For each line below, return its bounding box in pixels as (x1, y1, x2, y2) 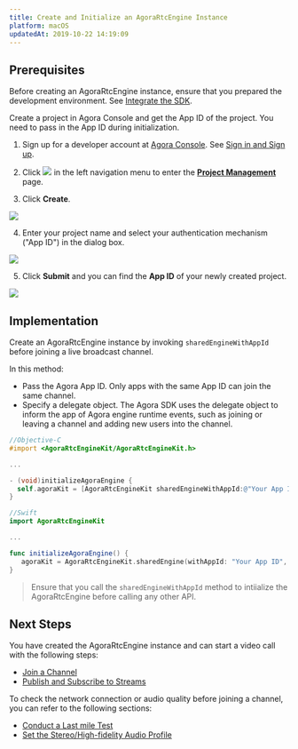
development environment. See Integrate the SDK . (9, 95, 192, 107)
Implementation (9, 313, 99, 329)
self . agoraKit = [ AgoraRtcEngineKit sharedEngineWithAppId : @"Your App (17, 484, 284, 493)
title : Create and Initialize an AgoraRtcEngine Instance (9, 12, 228, 22)
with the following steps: (9, 649, 99, 660)
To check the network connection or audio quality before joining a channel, (9, 694, 284, 705)
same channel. (21, 390, 76, 401)
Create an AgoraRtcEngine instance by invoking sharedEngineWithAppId (9, 337, 269, 347)
